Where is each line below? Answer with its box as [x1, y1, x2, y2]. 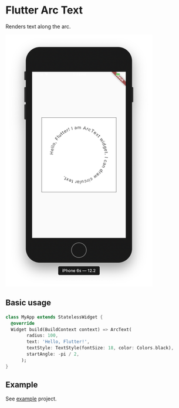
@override [11, 320, 35, 326]
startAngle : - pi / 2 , [26, 351, 80, 357]
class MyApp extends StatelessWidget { [5, 314, 103, 320]
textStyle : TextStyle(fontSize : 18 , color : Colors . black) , [26, 345, 174, 351]
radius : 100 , [26, 332, 59, 339]
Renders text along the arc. [5, 23, 71, 30]
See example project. [5, 395, 57, 402]
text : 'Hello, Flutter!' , [26, 339, 90, 345]
